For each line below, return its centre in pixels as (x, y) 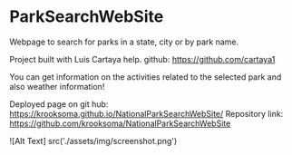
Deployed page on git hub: (59, 104)
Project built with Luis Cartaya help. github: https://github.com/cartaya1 (142, 59)
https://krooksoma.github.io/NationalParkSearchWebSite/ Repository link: (146, 113)
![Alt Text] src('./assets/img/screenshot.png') (93, 140)
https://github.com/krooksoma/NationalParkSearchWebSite (120, 123)
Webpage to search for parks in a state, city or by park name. (124, 42)
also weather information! (57, 86)
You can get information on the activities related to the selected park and (146, 77)
